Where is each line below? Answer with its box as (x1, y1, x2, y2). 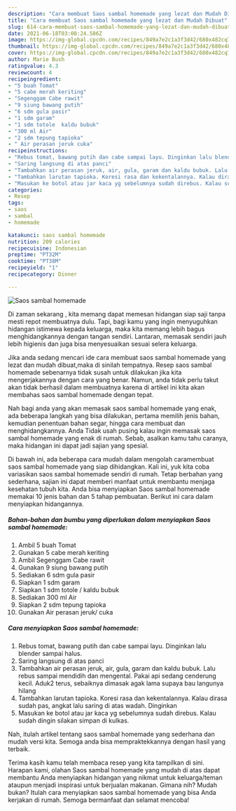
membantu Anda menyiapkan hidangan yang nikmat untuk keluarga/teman (8, 773, 223, 782)
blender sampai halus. (18, 649, 83, 657)
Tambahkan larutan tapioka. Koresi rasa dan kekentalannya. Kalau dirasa (18, 694, 228, 702)
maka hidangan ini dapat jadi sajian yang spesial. (8, 441, 149, 450)
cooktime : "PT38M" (8, 257, 62, 265)
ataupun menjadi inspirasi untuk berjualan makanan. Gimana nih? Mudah (8, 780, 218, 789)
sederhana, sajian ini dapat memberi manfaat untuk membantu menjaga (8, 477, 216, 485)
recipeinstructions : (8, 147, 69, 154)
